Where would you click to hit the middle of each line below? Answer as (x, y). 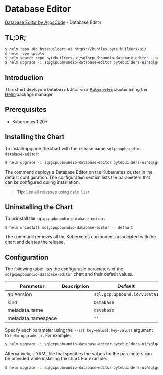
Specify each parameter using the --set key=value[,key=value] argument (79, 330)
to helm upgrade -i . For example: (38, 335)
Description (75, 286)
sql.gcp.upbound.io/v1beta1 (126, 295)
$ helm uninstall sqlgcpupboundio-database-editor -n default (69, 228)
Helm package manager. (30, 95)
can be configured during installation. (42, 182)
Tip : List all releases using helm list (53, 192)
